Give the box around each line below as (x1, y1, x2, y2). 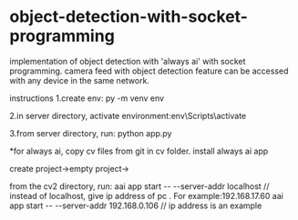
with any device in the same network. (9, 75, 150, 85)
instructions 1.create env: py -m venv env (9, 93, 165, 104)
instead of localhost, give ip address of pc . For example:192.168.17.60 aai (9, 190, 284, 201)
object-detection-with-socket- (9, 6, 249, 27)
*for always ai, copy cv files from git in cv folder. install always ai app (9, 145, 269, 156)
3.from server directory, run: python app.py (9, 127, 172, 138)
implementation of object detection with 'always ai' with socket (9, 55, 246, 66)
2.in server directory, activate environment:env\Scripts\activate (9, 110, 247, 121)
